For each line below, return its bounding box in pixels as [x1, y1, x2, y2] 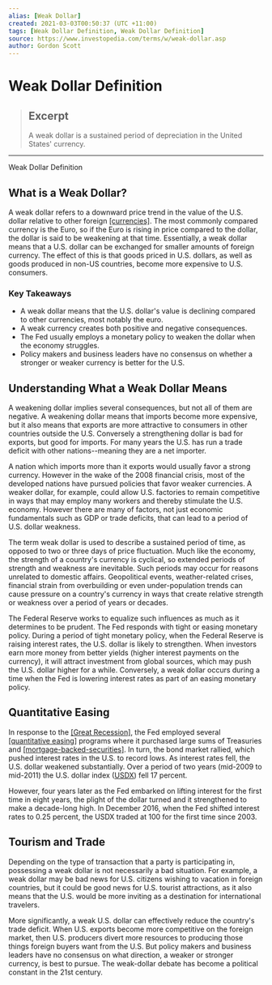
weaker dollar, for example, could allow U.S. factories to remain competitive [8, 488, 261, 497]
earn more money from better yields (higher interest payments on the [8, 648, 240, 658]
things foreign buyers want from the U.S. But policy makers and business [8, 941, 252, 951]
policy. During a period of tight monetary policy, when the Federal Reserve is [8, 631, 264, 641]
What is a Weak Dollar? [8, 185, 128, 199]
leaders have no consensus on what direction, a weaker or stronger [8, 949, 234, 960]
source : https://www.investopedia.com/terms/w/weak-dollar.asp [8, 34, 227, 43]
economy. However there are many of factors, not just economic [8, 505, 223, 514]
